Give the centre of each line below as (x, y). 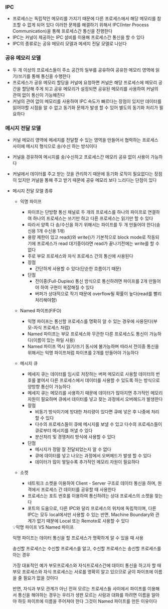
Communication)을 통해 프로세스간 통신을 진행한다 (62, 31)
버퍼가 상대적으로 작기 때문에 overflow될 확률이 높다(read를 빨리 (98, 293)
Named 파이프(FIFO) (41, 310)
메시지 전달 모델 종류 (33, 191)
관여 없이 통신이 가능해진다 (39, 95)
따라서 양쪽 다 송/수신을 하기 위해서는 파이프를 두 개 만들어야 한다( (92, 224)
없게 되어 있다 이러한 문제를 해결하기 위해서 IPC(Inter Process (88, 25)
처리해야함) (46, 300)
